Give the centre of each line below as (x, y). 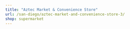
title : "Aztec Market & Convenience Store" (52, 10)
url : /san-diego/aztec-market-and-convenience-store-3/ (65, 14)
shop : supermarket (24, 19)
